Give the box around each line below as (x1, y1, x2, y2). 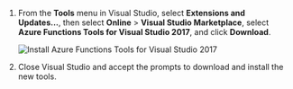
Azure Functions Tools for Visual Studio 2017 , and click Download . (17, 27, 271, 37)
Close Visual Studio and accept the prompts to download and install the (17, 62, 284, 72)
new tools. (17, 71, 57, 82)
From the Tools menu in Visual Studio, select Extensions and (17, 8, 246, 18)
